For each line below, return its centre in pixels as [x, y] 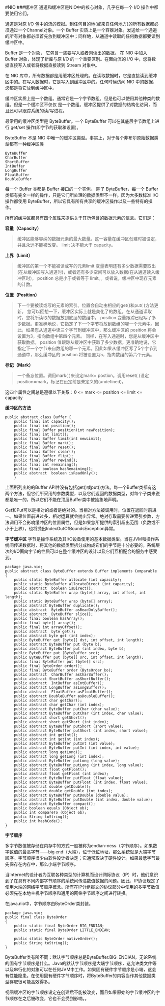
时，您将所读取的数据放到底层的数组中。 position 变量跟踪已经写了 [84, 318]
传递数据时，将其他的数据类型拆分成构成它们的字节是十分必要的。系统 [84, 545]
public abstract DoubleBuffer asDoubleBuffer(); [65, 696]
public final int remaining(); [46, 465]
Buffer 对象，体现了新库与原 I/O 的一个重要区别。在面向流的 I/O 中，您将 [78, 59]
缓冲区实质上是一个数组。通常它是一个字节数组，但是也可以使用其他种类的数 [82, 98]
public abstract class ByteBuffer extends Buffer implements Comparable [81, 571]
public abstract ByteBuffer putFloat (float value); [69, 778]
